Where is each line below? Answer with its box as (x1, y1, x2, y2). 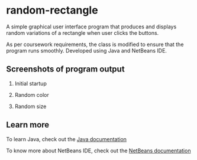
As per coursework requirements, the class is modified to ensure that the (6, 41, 184, 48)
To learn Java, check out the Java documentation (6, 135, 127, 142)
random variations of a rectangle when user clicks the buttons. (6, 29, 159, 36)
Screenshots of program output (6, 64, 125, 74)
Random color (14, 91, 49, 98)
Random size (14, 103, 47, 110)
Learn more (6, 120, 50, 130)
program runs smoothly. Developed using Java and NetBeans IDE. (6, 47, 167, 54)
